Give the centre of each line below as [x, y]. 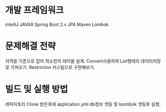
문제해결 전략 [30, 46]
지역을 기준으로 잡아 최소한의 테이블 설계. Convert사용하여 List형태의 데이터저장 [83, 61]
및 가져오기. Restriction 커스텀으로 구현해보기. [50, 67]
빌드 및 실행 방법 [37, 89]
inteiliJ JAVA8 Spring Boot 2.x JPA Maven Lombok [57, 24]
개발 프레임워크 [34, 10]
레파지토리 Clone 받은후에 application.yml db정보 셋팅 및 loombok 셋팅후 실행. [83, 104]
